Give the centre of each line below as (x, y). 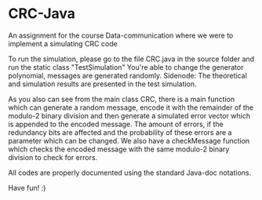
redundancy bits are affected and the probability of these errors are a (120, 132)
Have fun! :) (27, 187)
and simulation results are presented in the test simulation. (103, 84)
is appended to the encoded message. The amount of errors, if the (116, 124)
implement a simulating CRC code (63, 43)
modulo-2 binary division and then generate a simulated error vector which (129, 115)
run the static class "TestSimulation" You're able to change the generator (126, 67)
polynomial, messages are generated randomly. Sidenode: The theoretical (127, 75)
